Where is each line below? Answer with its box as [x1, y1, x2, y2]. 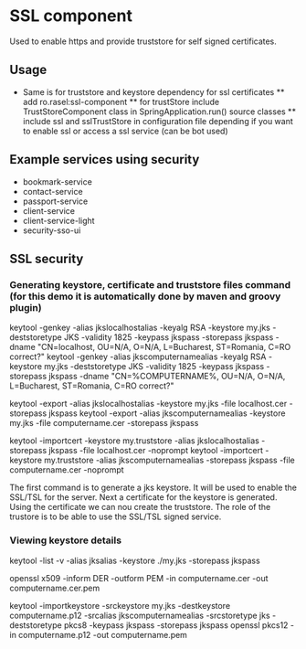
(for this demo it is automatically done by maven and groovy [9, 290, 281, 303]
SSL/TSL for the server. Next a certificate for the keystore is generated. [9, 492, 278, 503]
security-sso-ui [22, 225, 81, 236]
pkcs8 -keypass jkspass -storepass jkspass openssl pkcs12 [63, 619, 289, 631]
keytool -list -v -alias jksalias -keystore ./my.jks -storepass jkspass [9, 555, 260, 566]
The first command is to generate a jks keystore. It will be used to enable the [9, 482, 298, 494]
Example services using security [9, 152, 200, 167]
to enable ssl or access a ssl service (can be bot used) [22, 125, 228, 136]
